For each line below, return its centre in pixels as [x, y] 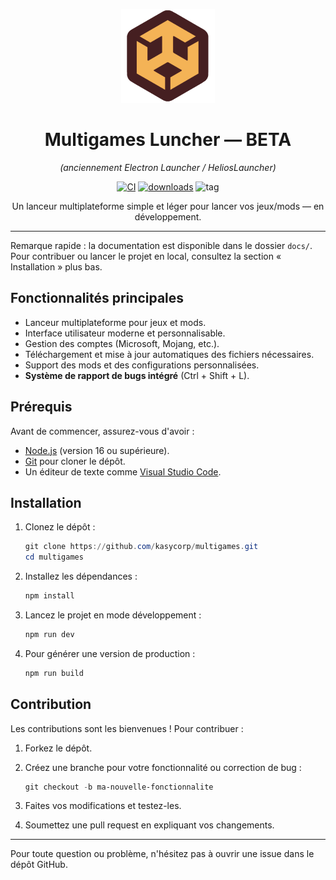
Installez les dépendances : [81, 576]
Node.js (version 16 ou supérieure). [97, 450]
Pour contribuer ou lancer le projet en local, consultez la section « [146, 256]
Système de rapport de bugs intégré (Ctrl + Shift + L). [137, 375]
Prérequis [41, 407]
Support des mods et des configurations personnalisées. [142, 365]
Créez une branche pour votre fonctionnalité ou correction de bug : [163, 767]
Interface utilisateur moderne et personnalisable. [125, 333]
